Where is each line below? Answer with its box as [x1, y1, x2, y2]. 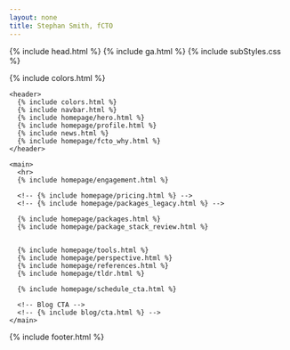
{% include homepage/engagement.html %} [17, 175, 169, 184]
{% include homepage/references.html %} [17, 261, 169, 270]
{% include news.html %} [17, 128, 109, 138]
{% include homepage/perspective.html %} [17, 253, 173, 263]
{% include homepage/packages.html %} [17, 215, 162, 224]
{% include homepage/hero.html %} [17, 113, 145, 122]
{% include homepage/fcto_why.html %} [17, 136, 162, 145]
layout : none [9, 12, 58, 22]
